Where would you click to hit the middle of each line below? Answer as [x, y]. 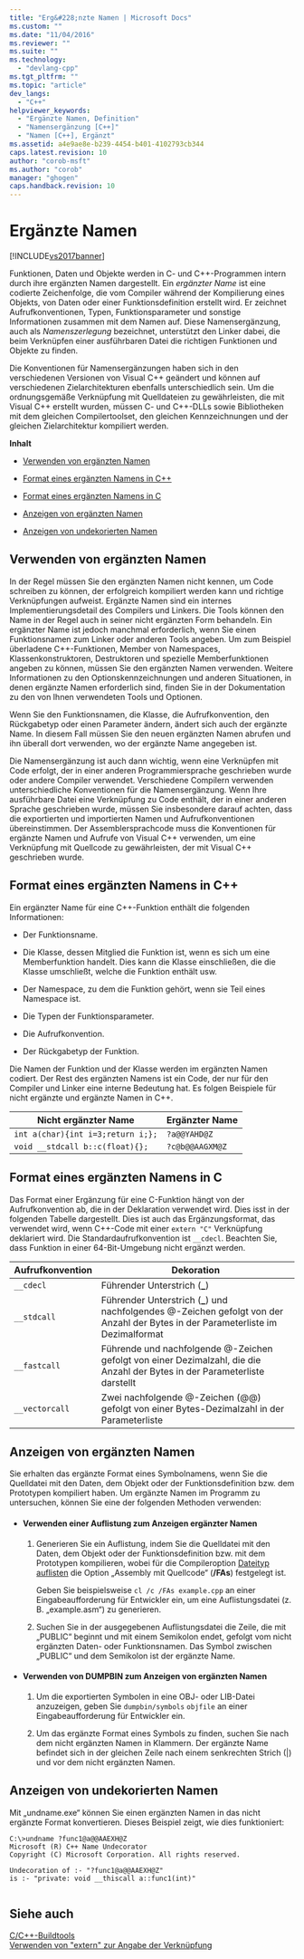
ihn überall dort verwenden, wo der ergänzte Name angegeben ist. [133, 743]
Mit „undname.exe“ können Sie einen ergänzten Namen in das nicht [135, 1812]
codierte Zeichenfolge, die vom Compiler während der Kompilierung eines [147, 293]
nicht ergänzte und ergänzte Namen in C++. [91, 1098]
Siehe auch [42, 1913]
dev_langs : [30, 93]
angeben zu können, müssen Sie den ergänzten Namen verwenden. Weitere [152, 667]
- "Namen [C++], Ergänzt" [66, 136]
